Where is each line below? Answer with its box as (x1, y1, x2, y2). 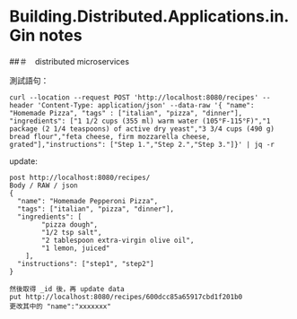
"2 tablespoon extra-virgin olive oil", (41, 236, 195, 245)
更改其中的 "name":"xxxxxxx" (9, 302, 112, 311)
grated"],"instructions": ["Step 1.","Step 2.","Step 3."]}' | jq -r (9, 140, 275, 149)
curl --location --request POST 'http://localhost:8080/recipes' (9, 92, 258, 102)
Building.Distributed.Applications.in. (9, 6, 290, 27)
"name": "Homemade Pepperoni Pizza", (17, 196, 159, 205)
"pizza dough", (41, 220, 99, 229)
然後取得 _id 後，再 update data (9, 284, 125, 293)
